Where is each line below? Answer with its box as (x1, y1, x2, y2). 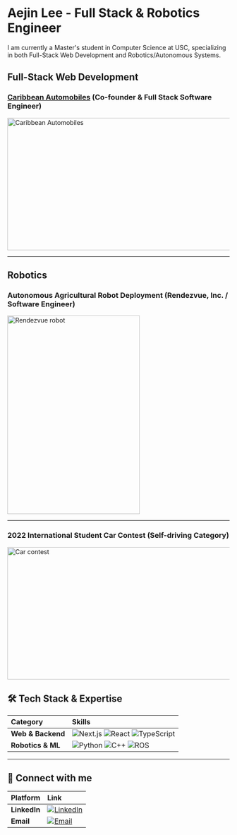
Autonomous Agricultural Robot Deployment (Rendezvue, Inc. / (7, 290, 229, 300)
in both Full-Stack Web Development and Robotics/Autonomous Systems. (7, 51, 221, 59)
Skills (71, 717, 91, 727)
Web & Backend (11, 729, 66, 739)
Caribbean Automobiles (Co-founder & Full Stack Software (7, 92, 212, 102)
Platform (11, 793, 41, 803)
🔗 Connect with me (7, 771, 92, 784)
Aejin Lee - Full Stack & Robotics (7, 5, 200, 21)
